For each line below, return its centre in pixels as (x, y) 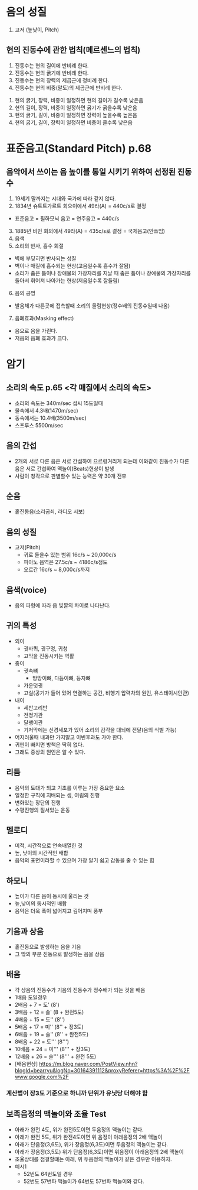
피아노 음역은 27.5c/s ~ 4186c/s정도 (65, 562)
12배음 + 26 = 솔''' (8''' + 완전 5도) (55, 1056)
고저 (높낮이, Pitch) (37, 30)
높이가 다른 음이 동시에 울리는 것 (52, 896)
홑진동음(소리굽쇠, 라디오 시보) (50, 511)
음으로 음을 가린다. (36, 330)
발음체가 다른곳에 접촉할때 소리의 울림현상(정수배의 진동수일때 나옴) (92, 306)
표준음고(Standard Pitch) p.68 (79, 148)
